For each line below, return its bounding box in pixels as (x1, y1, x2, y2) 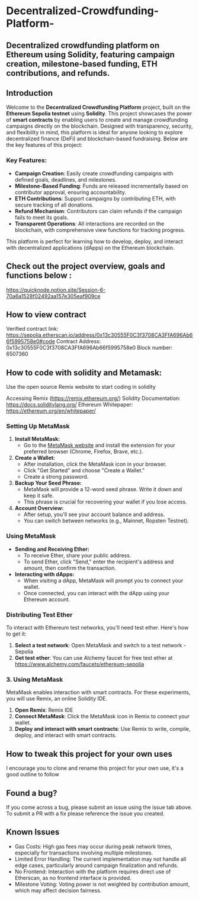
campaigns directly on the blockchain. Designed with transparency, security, (6, 122, 193, 130)
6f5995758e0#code (6, 338, 55, 345)
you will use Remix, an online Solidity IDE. (6, 695, 108, 702)
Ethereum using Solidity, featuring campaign (6, 49, 175, 60)
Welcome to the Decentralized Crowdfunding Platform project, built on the (6, 104, 191, 111)
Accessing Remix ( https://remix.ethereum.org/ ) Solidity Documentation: (6, 395, 181, 402)
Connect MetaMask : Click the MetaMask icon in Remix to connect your (14, 713, 190, 720)
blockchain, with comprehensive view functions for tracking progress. (14, 226, 185, 233)
